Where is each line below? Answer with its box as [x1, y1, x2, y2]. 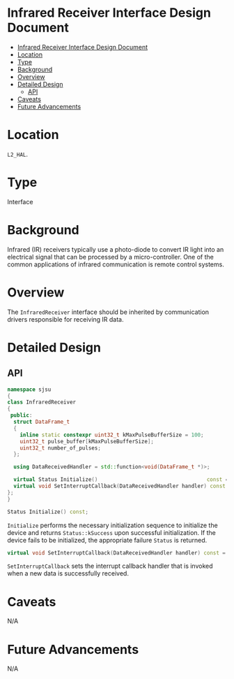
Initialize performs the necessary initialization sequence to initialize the [7, 521, 218, 529]
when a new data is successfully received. [7, 569, 129, 578]
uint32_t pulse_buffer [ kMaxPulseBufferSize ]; [19, 438, 155, 445]
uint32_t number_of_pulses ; [19, 444, 101, 452]
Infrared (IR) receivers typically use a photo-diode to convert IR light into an [7, 245, 224, 253]
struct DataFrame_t [13, 418, 70, 426]
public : [10, 412, 33, 419]
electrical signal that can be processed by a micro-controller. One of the [7, 252, 214, 261]
